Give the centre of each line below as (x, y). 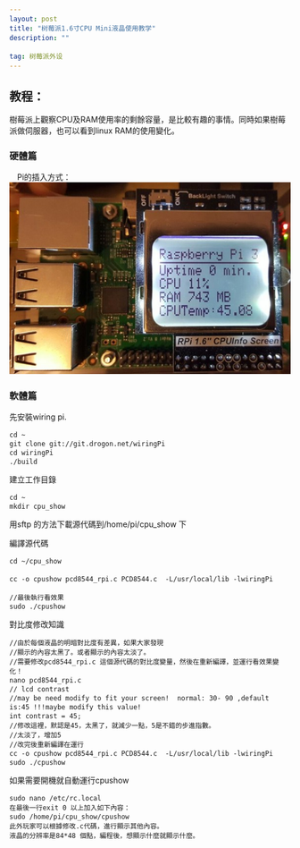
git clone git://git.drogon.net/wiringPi (87, 444)
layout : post (33, 19)
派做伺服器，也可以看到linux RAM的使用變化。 (95, 131)
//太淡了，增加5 (35, 735)
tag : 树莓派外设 (36, 57)
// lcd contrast (39, 689)
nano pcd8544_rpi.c (46, 680)
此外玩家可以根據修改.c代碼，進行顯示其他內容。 (86, 826)
